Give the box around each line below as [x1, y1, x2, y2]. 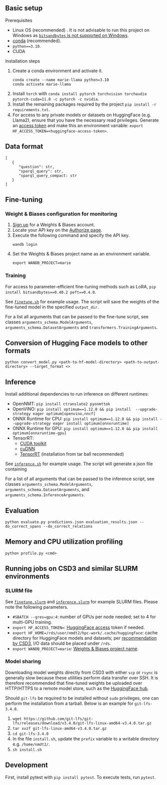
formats [5, 346, 31, 355]
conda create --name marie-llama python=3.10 [12, 77, 109, 82]
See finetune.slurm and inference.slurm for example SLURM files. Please [5, 598, 158, 605]
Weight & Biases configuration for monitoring [5, 210, 117, 217]
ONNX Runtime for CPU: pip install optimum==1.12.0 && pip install [12, 416, 158, 422]
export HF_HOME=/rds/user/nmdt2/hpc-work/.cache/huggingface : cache [12, 629, 158, 635]
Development [5, 761, 48, 769]
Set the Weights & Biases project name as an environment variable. [12, 251, 151, 257]
